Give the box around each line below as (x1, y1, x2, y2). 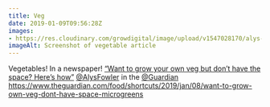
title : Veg (8, 11, 45, 20)
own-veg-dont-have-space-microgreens (8, 89, 144, 99)
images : (8, 27, 35, 35)
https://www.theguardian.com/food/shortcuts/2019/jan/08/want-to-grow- (8, 81, 253, 91)
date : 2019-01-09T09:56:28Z (8, 19, 103, 27)
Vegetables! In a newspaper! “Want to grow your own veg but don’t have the (8, 64, 261, 73)
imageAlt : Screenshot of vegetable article (8, 42, 157, 50)
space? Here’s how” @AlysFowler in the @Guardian (8, 72, 179, 82)
